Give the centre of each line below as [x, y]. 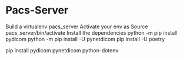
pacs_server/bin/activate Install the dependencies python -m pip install [91, 32]
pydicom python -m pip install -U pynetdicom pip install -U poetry [85, 39]
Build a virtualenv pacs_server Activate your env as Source [77, 26]
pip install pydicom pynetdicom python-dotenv [62, 50]
